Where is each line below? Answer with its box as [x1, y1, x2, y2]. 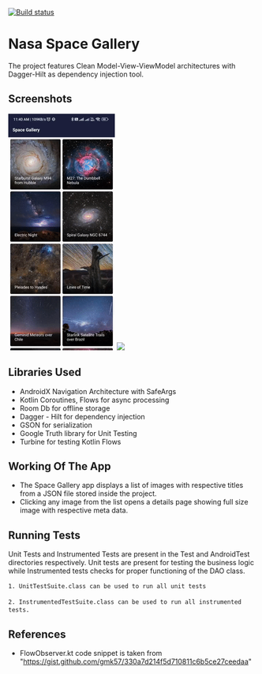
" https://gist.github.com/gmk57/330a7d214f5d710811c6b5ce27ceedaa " [19, 657, 253, 666]
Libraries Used [8, 366, 81, 379]
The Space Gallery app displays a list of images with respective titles [19, 481, 244, 490]
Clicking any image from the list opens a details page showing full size [19, 497, 249, 507]
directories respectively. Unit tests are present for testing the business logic [8, 558, 255, 568]
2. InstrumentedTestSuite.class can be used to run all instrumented [8, 598, 242, 606]
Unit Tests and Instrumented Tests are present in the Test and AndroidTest [8, 549, 250, 559]
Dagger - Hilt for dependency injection [19, 411, 146, 421]
